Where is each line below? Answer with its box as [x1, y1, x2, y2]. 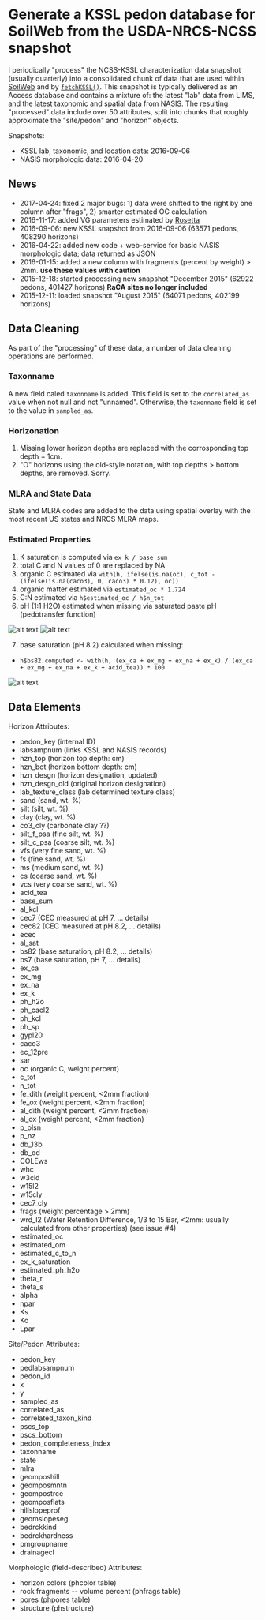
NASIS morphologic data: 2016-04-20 [19, 154, 144, 163]
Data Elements [8, 700, 81, 714]
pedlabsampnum [19, 1363, 75, 1372]
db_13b [19, 1139, 43, 1149]
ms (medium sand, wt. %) [19, 862, 104, 872]
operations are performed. [8, 351, 95, 361]
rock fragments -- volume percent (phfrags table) [19, 1586, 181, 1596]
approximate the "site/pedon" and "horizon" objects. [8, 115, 179, 125]
